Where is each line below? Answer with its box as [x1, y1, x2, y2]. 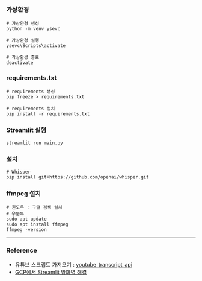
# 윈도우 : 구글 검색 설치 [6, 204, 63, 210]
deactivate [6, 60, 34, 66]
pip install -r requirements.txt [6, 110, 90, 117]
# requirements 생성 [6, 89, 55, 95]
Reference [6, 246, 37, 254]
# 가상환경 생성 [6, 21, 40, 27]
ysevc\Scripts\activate [6, 43, 66, 49]
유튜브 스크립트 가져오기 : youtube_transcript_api [14, 260, 133, 268]
